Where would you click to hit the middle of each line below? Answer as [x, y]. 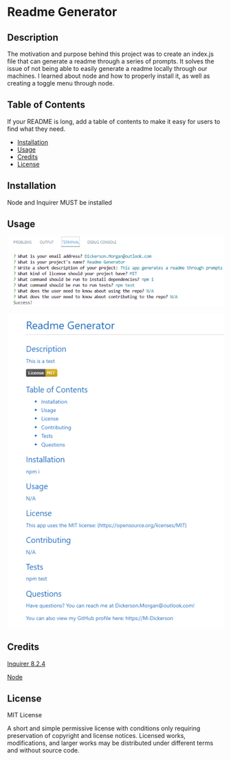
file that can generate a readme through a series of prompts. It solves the [111, 61]
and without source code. [43, 750]
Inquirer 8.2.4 [26, 664]
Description [33, 38]
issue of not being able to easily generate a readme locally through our [107, 69]
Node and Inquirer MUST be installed [59, 202]
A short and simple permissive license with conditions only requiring [104, 728]
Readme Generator [62, 12]
